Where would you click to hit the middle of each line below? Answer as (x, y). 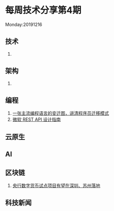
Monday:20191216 (24, 24)
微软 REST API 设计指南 (36, 120)
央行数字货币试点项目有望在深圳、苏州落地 (56, 185)
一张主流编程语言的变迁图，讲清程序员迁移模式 (60, 113)
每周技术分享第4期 (43, 10)
